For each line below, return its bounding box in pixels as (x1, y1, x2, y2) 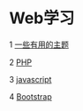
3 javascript (9, 74, 52, 84)
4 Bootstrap (9, 91, 53, 102)
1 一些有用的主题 (9, 39, 69, 50)
